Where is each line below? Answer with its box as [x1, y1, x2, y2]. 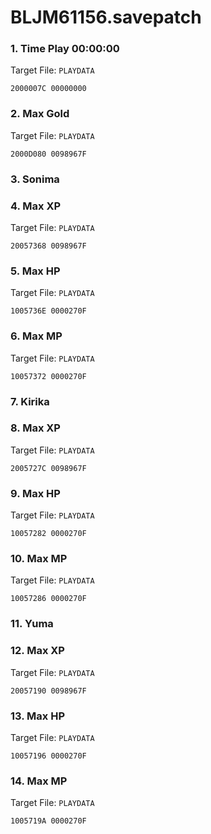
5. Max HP [10, 264, 61, 278]
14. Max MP [10, 774, 68, 788]
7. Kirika [10, 394, 50, 408]
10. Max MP [10, 552, 68, 566]
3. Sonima [10, 172, 60, 186]
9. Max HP [10, 486, 61, 500]
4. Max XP [10, 199, 62, 213]
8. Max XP [10, 421, 61, 435]
